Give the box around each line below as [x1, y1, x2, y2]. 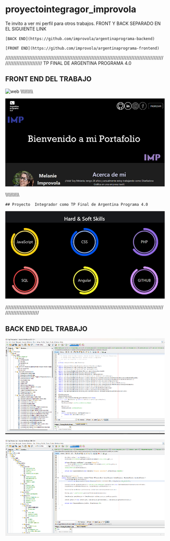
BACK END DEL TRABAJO [5, 324, 88, 333]
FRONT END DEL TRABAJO [5, 75, 92, 83]
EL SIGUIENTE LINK [5, 25, 47, 31]
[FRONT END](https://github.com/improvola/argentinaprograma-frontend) [5, 46, 159, 51]
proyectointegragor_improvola [5, 4, 137, 15]
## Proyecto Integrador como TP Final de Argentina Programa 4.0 [5, 202, 148, 207]
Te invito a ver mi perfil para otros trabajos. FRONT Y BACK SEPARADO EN [5, 20, 161, 26]
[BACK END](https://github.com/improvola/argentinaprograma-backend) [5, 36, 155, 41]
